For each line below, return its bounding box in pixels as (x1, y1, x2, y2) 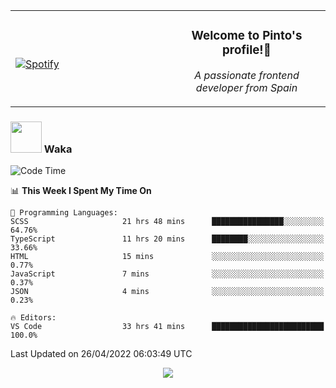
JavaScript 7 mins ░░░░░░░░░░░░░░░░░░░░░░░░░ (10, 269, 325, 279)
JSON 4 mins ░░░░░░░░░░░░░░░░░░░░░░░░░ (10, 287, 325, 297)
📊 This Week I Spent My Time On (10, 185, 152, 197)
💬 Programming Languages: (10, 208, 118, 218)
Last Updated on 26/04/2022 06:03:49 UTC (10, 348, 193, 360)
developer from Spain (195, 80, 298, 94)
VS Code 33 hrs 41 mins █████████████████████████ (10, 322, 325, 332)
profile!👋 (222, 42, 272, 58)
